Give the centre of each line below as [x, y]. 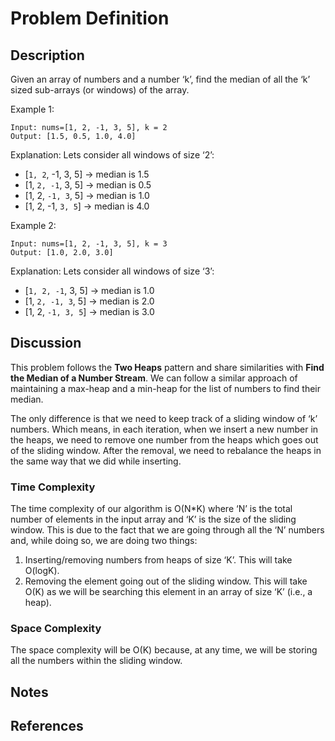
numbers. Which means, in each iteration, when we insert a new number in [164, 429]
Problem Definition [90, 18]
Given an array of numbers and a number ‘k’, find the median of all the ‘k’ [160, 79]
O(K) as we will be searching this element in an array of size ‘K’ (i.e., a [168, 592]
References [47, 726]
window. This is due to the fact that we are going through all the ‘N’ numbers [167, 530]
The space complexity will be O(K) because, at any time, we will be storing [164, 650]
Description [47, 55]
